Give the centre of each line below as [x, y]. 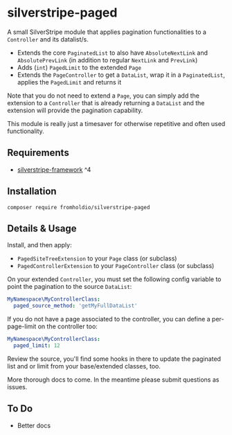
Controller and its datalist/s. [48, 39]
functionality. [26, 131]
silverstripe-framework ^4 [54, 169]
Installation [32, 192]
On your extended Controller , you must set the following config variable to [114, 279]
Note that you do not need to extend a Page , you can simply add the [103, 96]
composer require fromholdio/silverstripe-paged [79, 207]
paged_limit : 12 [37, 346]
